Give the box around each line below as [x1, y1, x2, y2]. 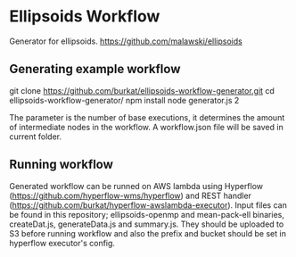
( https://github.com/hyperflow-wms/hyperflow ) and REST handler [9, 190, 252, 201]
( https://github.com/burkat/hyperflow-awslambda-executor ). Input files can [9, 199, 287, 211]
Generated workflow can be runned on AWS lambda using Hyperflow [9, 180, 264, 191]
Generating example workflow [9, 62, 181, 77]
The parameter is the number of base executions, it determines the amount [9, 112, 285, 122]
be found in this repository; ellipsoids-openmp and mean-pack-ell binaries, [9, 209, 285, 220]
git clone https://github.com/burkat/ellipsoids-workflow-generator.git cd [9, 85, 275, 95]
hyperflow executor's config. [9, 237, 116, 248]
